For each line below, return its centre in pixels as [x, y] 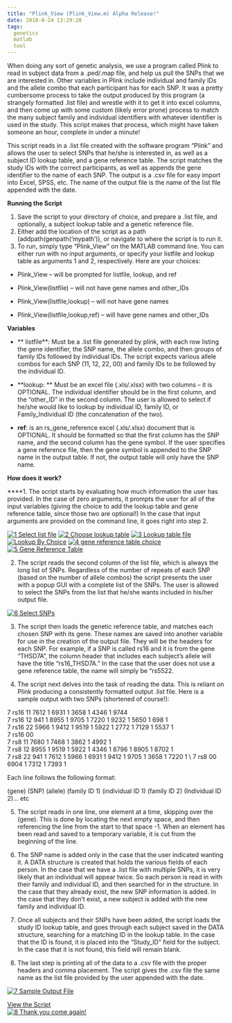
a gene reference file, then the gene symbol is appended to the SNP [114, 450]
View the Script [29, 1005]
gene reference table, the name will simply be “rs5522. [96, 671]
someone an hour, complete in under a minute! [74, 132]
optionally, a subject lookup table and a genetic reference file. [105, 224]
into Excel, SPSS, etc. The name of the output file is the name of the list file [114, 182]
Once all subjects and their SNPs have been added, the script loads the [119, 920]
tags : [15, 26]
